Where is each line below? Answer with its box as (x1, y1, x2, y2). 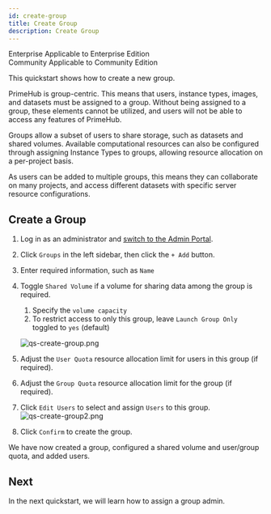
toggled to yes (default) (32, 323, 110, 333)
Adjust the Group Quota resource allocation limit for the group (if (19, 378, 233, 389)
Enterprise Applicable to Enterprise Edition (8, 49, 150, 59)
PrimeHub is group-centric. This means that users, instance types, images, (8, 89, 259, 99)
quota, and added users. (8, 451, 91, 461)
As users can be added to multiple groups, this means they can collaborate (8, 172, 259, 182)
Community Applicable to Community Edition (8, 57, 158, 67)
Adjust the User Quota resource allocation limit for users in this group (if (19, 354, 259, 364)
